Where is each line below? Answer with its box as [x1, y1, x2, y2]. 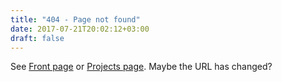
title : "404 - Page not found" [10, 14, 141, 25]
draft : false [10, 33, 65, 43]
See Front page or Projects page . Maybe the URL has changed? [10, 61, 273, 73]
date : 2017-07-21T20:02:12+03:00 [10, 24, 150, 34]
